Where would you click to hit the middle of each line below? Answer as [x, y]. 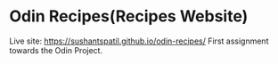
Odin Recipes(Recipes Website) [129, 16]
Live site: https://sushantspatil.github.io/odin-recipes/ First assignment [139, 41]
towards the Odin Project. [56, 50]
